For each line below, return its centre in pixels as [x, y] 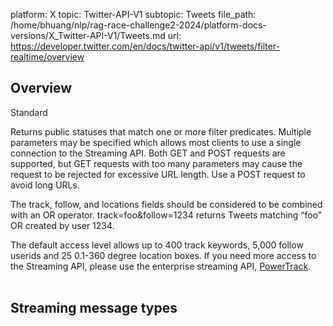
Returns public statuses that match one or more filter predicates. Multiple [161, 131]
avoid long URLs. [45, 185]
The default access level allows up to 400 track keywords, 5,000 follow [157, 245]
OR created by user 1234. [62, 225]
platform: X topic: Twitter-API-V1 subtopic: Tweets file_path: [133, 14]
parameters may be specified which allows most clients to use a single [156, 142]
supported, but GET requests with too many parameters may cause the [156, 163]
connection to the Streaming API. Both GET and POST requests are [148, 153]
